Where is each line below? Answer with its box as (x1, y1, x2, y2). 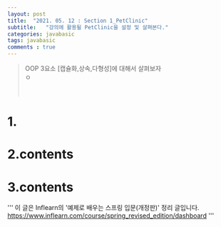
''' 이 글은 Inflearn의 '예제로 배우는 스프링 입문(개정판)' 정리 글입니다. (7, 203, 200, 212)
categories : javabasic (7, 30, 75, 38)
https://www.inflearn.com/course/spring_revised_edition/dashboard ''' (7, 211, 215, 220)
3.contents (7, 179, 73, 195)
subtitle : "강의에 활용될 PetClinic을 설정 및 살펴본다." (7, 24, 169, 31)
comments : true (7, 44, 56, 51)
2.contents (7, 146, 73, 163)
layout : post (7, 10, 46, 18)
